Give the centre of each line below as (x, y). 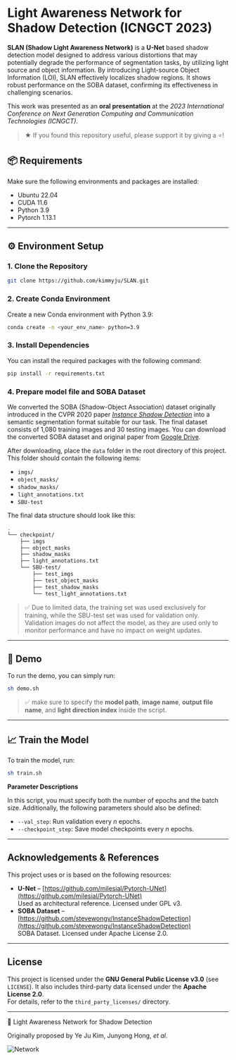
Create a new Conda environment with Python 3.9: (80, 314)
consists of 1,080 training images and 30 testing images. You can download (117, 429)
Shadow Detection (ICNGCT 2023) (110, 28)
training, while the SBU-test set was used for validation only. (112, 615)
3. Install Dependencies (48, 345)
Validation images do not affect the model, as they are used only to (121, 622)
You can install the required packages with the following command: (104, 360)
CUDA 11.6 (32, 202)
